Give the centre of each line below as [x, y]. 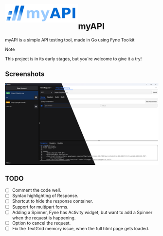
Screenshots [25, 74]
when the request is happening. [44, 217]
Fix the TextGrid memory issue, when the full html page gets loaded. [81, 228]
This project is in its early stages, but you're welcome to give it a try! [73, 59]
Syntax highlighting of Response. [45, 196]
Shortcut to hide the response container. [53, 201]
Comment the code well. [37, 190]
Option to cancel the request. [41, 223]
